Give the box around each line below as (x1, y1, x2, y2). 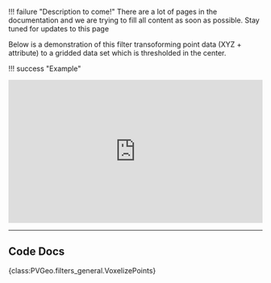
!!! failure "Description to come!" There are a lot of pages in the (8, 7, 218, 16)
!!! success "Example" (8, 64, 81, 73)
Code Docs (8, 244, 65, 258)
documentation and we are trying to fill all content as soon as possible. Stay (8, 15, 260, 25)
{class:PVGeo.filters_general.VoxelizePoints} (8, 266, 156, 276)
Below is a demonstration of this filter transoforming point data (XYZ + (8, 40, 242, 49)
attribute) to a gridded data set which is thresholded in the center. (8, 48, 227, 57)
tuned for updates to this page (8, 24, 110, 33)
